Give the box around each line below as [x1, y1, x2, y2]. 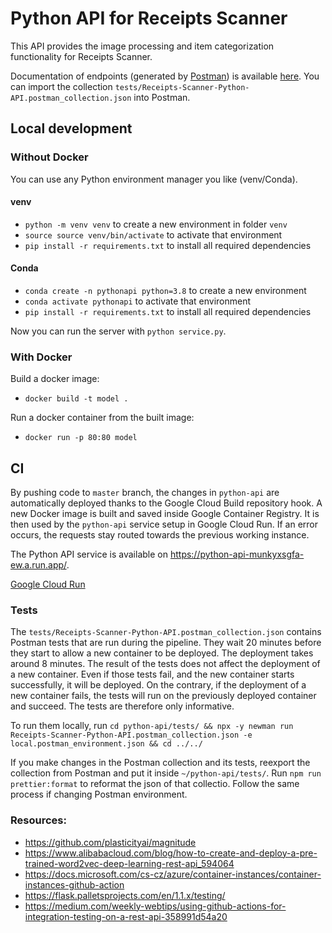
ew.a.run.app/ [10, 559, 67, 571]
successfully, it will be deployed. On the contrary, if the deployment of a [10, 679, 307, 691]
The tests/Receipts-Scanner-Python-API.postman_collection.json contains [10, 626, 322, 638]
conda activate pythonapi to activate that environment [24, 295, 252, 307]
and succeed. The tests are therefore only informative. [10, 700, 235, 712]
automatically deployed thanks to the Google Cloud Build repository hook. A [10, 497, 323, 509]
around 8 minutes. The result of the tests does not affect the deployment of [10, 658, 321, 670]
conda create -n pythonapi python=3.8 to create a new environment [24, 285, 307, 297]
